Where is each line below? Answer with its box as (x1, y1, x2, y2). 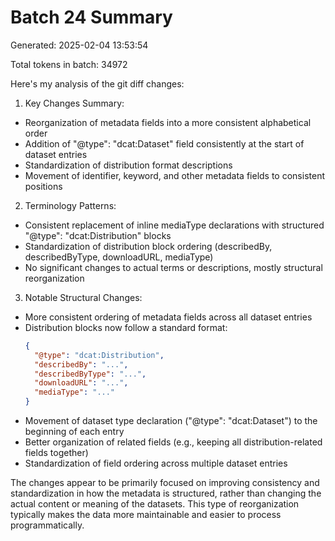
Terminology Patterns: (24, 199, 117, 211)
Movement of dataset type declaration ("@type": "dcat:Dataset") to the (24, 415, 318, 427)
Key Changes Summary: (24, 97, 125, 109)
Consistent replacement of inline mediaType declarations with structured (24, 219, 325, 231)
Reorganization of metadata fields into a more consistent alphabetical (24, 116, 312, 128)
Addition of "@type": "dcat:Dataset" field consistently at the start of (24, 137, 305, 150)
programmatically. (10, 519, 85, 531)
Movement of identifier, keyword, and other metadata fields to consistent (24, 169, 325, 181)
